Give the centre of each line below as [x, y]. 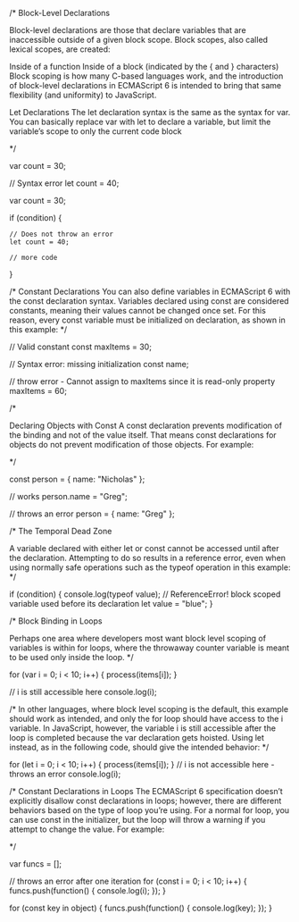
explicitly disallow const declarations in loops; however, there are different [145, 800]
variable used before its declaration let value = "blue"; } [111, 603]
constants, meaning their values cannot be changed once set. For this [137, 310]
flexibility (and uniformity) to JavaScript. [83, 95]
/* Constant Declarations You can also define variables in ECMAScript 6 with [150, 291]
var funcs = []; [36, 864]
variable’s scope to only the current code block [96, 131]
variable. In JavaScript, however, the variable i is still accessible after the [143, 728]
